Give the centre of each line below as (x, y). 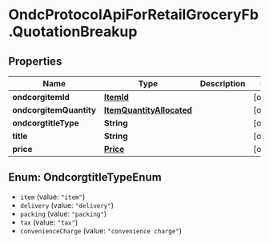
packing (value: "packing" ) (63, 213)
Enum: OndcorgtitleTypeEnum (85, 177)
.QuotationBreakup (73, 32)
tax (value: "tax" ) (49, 222)
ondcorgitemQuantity (54, 110)
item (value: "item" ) (52, 197)
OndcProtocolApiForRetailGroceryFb (133, 15)
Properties (35, 61)
